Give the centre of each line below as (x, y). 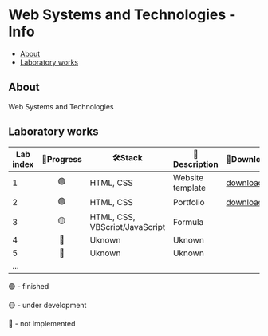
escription (195, 164)
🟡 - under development (47, 305)
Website (188, 177)
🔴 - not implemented (42, 323)
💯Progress (61, 159)
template (189, 188)
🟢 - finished (29, 286)
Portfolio (189, 203)
